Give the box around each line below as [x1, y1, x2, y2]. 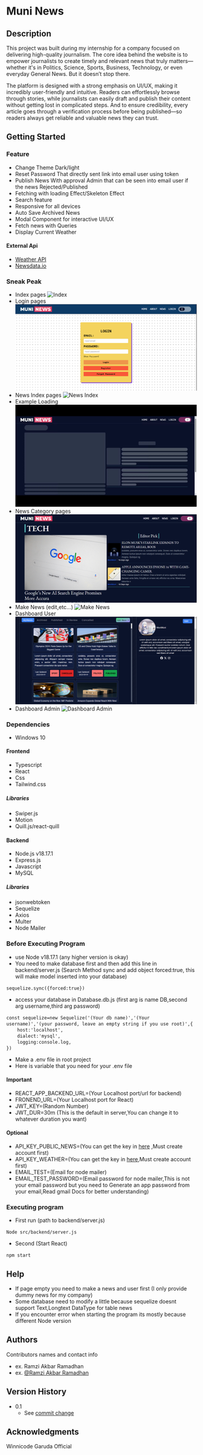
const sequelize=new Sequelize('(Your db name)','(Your [6, 1014, 150, 1021]
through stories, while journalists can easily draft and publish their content [6, 95, 191, 102]
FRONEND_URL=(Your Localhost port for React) [14, 1096, 134, 1103]
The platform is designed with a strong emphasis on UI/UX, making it [6, 82, 178, 89]
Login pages [14, 297, 47, 305]
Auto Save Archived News [14, 209, 80, 216]
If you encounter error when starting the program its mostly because [14, 1311, 186, 1318]
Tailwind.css [14, 781, 47, 788]
